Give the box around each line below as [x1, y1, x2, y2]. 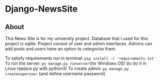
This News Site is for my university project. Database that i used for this [5, 35, 148, 41]
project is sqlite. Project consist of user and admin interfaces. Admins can [5, 41, 153, 47]
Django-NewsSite [5, 3, 78, 15]
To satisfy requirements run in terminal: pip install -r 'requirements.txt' [5, 55, 156, 61]
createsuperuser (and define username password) [5, 71, 106, 76]
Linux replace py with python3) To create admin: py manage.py [5, 65, 129, 71]
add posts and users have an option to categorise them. [5, 46, 117, 51]
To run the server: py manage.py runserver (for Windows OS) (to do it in [5, 61, 147, 66]
